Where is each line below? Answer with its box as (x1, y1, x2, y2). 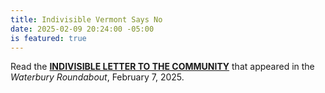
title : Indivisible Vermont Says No (10, 14, 163, 25)
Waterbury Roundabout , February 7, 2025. (10, 71, 185, 83)
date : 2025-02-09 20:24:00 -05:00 (10, 24, 155, 34)
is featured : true (10, 33, 87, 43)
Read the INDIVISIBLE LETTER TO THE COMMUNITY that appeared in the (10, 61, 315, 73)
